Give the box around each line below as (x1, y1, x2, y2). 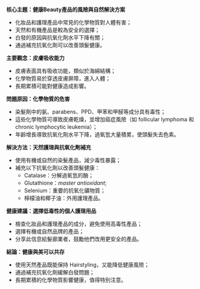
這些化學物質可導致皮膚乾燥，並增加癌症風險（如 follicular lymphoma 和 (15, 116, 195, 123)
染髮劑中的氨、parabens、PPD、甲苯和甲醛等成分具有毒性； (15, 108, 166, 115)
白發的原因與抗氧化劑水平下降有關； (15, 34, 106, 41)
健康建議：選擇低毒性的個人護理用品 (6, 207, 97, 214)
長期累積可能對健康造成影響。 (15, 82, 89, 90)
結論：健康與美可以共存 (6, 248, 65, 255)
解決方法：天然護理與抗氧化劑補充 (6, 144, 91, 151)
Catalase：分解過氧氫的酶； (24, 172, 94, 179)
